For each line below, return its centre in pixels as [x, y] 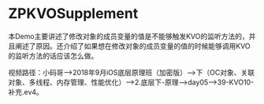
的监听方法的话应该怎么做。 [53, 56]
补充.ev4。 [26, 91]
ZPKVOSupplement [73, 14]
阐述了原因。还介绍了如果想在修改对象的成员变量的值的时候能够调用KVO [132, 46]
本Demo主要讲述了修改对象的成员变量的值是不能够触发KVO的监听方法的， [129, 36]
